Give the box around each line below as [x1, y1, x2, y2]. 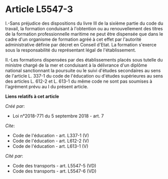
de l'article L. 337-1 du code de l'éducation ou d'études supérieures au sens [5, 73, 163, 79]
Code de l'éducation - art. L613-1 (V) [12, 143, 89, 149]
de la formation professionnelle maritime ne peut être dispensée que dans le [5, 31, 163, 37]
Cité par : [5, 153, 24, 159]
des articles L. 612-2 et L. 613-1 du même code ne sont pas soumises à [5, 78, 152, 84]
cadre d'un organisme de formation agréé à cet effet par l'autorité [5, 36, 142, 42]
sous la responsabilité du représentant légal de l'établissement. [5, 47, 136, 53]
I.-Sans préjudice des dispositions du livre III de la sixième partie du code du [5, 20, 163, 26]
